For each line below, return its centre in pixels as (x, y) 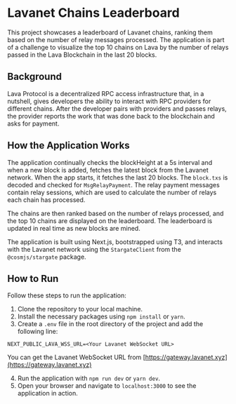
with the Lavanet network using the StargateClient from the (94, 249)
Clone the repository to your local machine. (80, 309)
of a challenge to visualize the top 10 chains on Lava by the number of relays (118, 47)
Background (34, 77)
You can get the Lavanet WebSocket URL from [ (77, 357)
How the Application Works (68, 146)
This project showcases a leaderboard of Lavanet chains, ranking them (110, 32)
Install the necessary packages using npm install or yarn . (101, 316)
